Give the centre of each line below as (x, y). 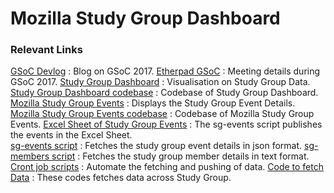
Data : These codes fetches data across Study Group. (121, 178)
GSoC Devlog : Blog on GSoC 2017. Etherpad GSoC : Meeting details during (165, 71)
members (30, 156)
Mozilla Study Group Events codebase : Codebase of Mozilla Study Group (162, 114)
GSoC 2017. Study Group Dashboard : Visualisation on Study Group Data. (160, 82)
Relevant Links (46, 50)
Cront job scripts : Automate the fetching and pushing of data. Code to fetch (167, 167)
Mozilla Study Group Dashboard (145, 18)
